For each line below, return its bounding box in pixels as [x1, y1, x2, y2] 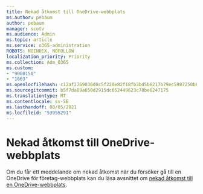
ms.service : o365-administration [6, 43, 91, 49]
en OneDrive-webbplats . [6, 181, 68, 189]
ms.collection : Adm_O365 [6, 59, 69, 65]
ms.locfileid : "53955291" [6, 110, 71, 116]
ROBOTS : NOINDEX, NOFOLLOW [6, 48, 74, 54]
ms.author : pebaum [6, 14, 53, 20]
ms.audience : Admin [6, 31, 56, 37]
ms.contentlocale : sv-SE [6, 98, 69, 104]
